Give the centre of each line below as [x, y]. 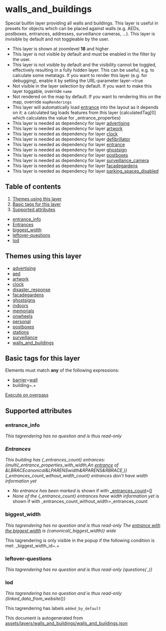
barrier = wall [25, 380]
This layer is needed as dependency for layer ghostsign [69, 150]
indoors [20, 305]
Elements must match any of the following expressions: [62, 370]
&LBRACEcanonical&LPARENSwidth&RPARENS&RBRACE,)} [66, 470]
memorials [23, 311]
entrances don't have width [119, 476]
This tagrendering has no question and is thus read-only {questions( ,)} [79, 569]
